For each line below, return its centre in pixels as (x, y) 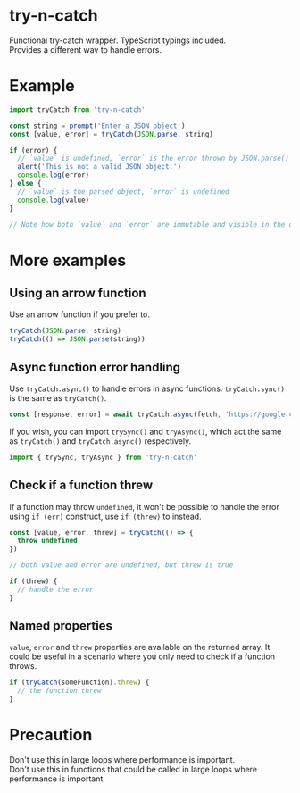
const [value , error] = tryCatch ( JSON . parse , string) (112, 134)
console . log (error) (54, 175)
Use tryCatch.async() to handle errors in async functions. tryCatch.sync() (147, 388)
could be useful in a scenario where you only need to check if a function (142, 656)
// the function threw (59, 691)
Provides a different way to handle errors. (86, 49)
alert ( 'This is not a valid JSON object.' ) (99, 167)
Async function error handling (95, 367)
